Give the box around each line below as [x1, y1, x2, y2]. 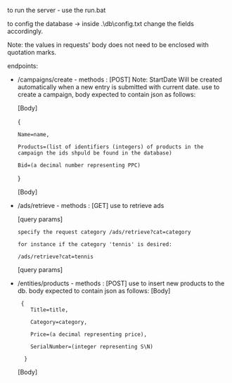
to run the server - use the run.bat [7, 6, 106, 14]
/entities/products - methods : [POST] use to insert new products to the [17, 279, 225, 287]
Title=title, [30, 306, 69, 313]
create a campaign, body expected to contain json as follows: [17, 91, 196, 98]
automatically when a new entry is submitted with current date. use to [17, 83, 220, 91]
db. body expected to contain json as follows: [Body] [17, 287, 171, 294]
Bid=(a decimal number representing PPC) [17, 162, 141, 169]
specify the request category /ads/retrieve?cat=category [17, 228, 191, 235]
